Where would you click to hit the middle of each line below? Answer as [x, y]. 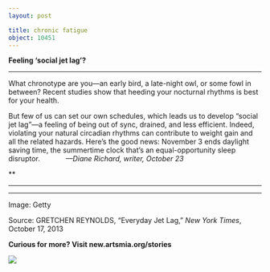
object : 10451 [32, 38]
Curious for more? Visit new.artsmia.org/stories [90, 245]
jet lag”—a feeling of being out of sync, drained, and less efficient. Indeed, [131, 124]
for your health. [34, 100]
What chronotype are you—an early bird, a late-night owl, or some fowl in [130, 83]
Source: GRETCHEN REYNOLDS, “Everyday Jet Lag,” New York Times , [125, 221]
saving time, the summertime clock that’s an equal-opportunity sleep [122, 150]
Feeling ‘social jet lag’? [47, 60]
